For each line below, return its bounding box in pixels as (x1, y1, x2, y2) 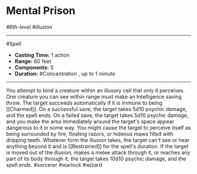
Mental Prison (6, 4, 76, 18)
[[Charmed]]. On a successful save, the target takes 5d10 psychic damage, (6, 105, 188, 112)
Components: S (14, 64, 54, 71)
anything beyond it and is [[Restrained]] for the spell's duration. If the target (6, 142, 189, 149)
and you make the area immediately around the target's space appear (6, 118, 175, 125)
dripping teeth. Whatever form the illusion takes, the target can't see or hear (6, 136, 190, 144)
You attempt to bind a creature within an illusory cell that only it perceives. (6, 86, 185, 94)
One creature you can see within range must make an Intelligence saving (6, 93, 182, 100)
